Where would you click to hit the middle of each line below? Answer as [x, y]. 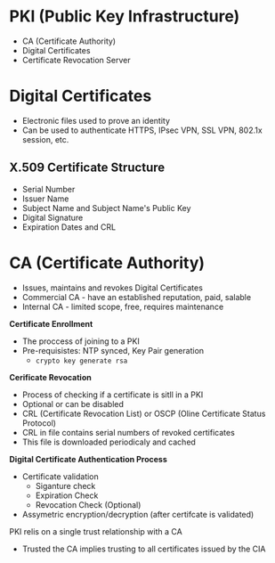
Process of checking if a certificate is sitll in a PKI [113, 395]
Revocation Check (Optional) [88, 504]
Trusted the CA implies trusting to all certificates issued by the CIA [144, 549]
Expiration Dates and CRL [69, 227]
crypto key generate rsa [81, 361]
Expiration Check [67, 495]
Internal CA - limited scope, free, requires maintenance [123, 306]
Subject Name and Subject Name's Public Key [106, 208]
